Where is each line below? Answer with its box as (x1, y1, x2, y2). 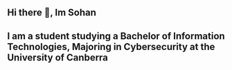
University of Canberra (7, 51, 109, 63)
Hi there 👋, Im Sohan (7, 7, 97, 19)
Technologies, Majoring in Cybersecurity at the (7, 40, 215, 52)
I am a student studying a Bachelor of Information (7, 30, 225, 42)
